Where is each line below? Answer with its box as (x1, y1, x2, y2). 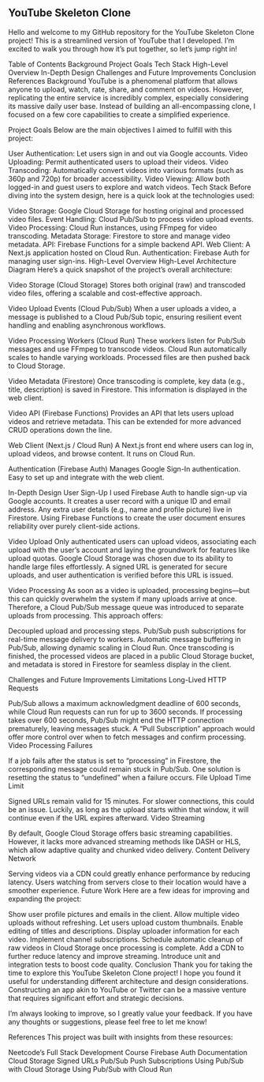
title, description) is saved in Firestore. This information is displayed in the (8, 385, 247, 394)
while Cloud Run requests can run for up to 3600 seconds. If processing (8, 707, 243, 716)
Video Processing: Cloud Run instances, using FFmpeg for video (8, 223, 218, 232)
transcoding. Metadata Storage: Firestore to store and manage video (8, 231, 231, 240)
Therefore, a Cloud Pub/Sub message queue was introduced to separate (8, 602, 244, 611)
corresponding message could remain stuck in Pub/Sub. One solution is (8, 764, 241, 773)
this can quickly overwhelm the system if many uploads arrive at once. (8, 594, 238, 603)
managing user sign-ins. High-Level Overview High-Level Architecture (8, 256, 236, 265)
